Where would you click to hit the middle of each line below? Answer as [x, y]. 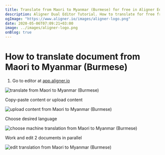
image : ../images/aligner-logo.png [41, 28]
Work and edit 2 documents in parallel [43, 137]
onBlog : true [18, 32]
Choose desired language [31, 119]
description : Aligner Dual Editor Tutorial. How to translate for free [80, 14]
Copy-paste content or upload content [44, 100]
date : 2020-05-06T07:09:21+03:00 [39, 23]
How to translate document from [73, 57]
